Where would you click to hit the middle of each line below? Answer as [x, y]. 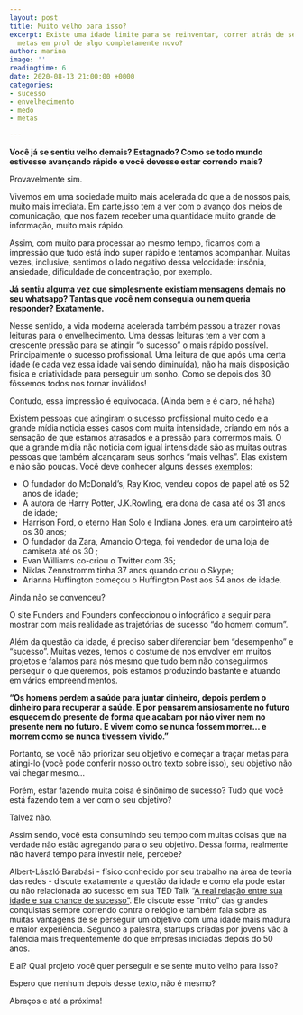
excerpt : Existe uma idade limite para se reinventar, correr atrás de [147, 34]
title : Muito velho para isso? [68, 26]
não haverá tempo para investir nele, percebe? [96, 854]
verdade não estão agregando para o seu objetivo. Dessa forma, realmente [149, 844]
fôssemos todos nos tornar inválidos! [78, 384]
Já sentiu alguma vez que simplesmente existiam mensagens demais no [147, 289]
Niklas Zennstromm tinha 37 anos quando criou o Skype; [128, 571]
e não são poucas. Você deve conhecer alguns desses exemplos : [131, 467]
